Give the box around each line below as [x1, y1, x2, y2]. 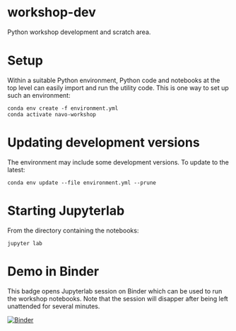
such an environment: [7, 91, 71, 99]
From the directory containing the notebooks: [7, 226, 139, 235]
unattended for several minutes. [7, 302, 100, 310]
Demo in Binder [7, 263, 100, 279]
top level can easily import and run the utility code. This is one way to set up [7, 83, 230, 92]
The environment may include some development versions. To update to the [7, 157, 230, 167]
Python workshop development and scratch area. [7, 28, 151, 36]
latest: [7, 165, 25, 174]
